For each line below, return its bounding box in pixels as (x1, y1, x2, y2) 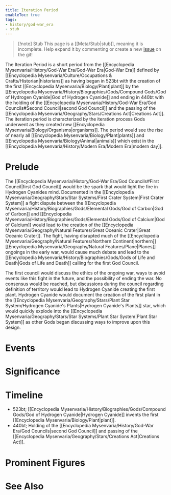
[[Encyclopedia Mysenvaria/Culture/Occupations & (5, 72, 112, 78)
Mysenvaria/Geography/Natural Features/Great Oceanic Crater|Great (5, 227, 151, 233)
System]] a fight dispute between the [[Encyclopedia (5, 200, 116, 206)
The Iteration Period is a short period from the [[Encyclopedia (5, 62, 134, 68)
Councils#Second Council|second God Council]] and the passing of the (5, 105, 156, 111)
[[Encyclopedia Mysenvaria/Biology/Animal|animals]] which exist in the (5, 138, 154, 144)
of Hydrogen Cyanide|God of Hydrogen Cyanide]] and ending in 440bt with (5, 94, 164, 101)
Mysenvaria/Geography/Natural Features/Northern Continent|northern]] (5, 238, 157, 244)
